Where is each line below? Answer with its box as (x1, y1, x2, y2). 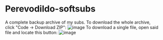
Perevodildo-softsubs (5, 3, 96, 14)
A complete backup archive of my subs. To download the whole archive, (5, 19, 151, 25)
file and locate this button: (5, 29, 58, 35)
